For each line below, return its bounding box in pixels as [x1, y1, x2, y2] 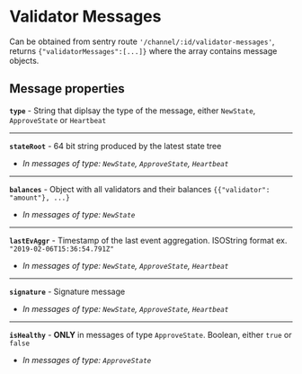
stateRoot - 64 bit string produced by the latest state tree [9, 140, 222, 151]
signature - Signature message [9, 286, 126, 297]
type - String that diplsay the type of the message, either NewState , [9, 105, 256, 116]
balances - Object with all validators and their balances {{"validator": [9, 183, 271, 194]
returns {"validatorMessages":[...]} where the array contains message [9, 45, 278, 56]
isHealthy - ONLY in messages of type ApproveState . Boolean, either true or [9, 329, 292, 340]
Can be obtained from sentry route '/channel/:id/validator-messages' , [9, 36, 275, 47]
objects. [9, 55, 40, 66]
